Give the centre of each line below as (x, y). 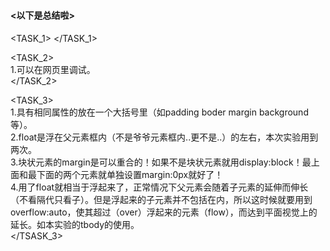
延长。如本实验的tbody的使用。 (75, 224)
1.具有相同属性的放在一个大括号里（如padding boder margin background (159, 112)
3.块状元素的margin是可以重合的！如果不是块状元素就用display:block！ (156, 162)
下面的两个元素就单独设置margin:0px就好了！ (130, 174)
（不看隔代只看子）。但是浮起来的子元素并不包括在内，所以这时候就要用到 (161, 199)
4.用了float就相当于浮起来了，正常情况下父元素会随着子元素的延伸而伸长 (159, 187)
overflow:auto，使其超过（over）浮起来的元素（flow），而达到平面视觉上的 (164, 212)
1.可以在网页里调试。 (53, 69)
